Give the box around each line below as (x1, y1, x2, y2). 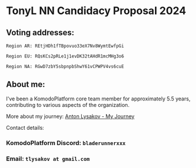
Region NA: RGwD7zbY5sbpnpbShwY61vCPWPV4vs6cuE (6, 63, 125, 69)
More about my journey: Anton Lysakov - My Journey (6, 113, 135, 120)
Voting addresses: (6, 28, 74, 38)
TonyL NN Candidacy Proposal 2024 (6, 4, 186, 18)
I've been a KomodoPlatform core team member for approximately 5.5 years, (6, 95, 191, 102)
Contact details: (6, 124, 44, 131)
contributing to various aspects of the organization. (6, 101, 130, 108)
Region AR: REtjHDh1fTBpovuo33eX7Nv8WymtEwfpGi (6, 43, 125, 49)
